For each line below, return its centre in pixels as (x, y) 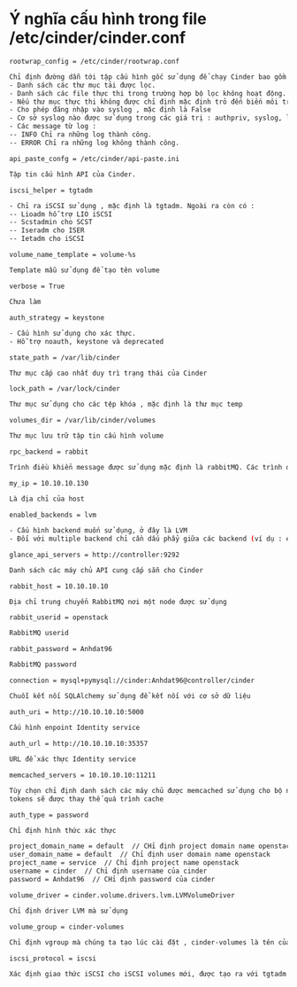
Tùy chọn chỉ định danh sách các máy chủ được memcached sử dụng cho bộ (146, 790)
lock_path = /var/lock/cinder (65, 389)
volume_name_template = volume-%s (73, 255)
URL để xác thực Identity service (73, 759)
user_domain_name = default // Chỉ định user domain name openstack (140, 855)
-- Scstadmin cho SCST (51, 222)
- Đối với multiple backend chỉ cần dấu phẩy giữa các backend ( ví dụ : (146, 539)
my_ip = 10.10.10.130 (49, 484)
